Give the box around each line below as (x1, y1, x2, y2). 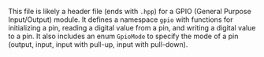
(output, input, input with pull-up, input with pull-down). (8, 40, 188, 49)
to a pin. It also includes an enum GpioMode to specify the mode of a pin (8, 31, 239, 41)
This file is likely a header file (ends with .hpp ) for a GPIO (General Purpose (8, 7, 252, 16)
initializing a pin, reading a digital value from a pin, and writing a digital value (8, 23, 256, 32)
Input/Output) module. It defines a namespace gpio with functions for (8, 15, 233, 24)
